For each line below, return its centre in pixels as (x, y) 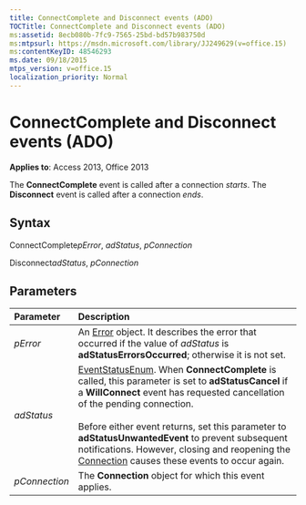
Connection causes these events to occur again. (181, 461)
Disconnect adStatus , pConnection (74, 263)
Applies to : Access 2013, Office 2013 (79, 167)
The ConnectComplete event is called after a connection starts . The (138, 184)
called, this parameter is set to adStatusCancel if (183, 381)
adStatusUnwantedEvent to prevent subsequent (183, 438)
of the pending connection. (136, 404)
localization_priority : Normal (69, 77)
